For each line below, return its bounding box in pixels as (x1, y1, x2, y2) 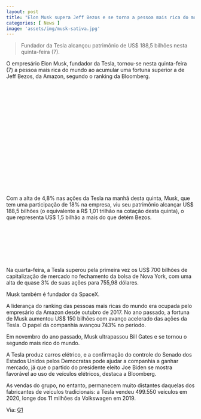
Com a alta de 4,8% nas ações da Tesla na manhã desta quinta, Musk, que (6, 194, 190, 202)
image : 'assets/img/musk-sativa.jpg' (6, 25, 100, 32)
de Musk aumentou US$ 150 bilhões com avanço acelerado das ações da (6, 315, 187, 322)
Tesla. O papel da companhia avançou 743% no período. (6, 322, 147, 329)
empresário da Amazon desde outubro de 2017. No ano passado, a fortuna (6, 309, 190, 316)
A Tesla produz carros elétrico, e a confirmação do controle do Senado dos (6, 351, 193, 358)
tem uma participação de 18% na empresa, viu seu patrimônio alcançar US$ (6, 201, 194, 208)
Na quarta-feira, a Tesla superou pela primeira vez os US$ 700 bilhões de (6, 267, 188, 274)
